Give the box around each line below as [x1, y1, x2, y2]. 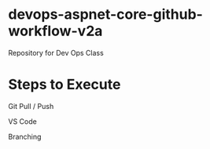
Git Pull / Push [8, 101, 54, 111]
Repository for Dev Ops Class [8, 48, 104, 57]
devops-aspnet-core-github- [8, 5, 203, 24]
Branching [8, 132, 42, 141]
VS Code [8, 116, 37, 126]
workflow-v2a [8, 22, 103, 40]
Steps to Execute [8, 76, 121, 93]
